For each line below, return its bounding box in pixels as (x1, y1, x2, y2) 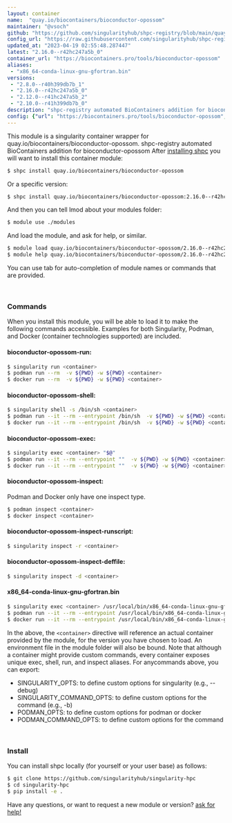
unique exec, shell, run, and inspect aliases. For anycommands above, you (7, 658, 219, 666)
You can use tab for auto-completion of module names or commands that (7, 264, 216, 272)
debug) (17, 685, 39, 694)
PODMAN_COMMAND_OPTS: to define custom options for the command (17, 715, 224, 723)
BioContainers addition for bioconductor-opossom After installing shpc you (7, 146, 221, 155)
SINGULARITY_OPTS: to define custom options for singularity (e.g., (17, 679, 209, 687)
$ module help (7, 252, 48, 258)
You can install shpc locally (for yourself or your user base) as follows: (7, 761, 207, 770)
